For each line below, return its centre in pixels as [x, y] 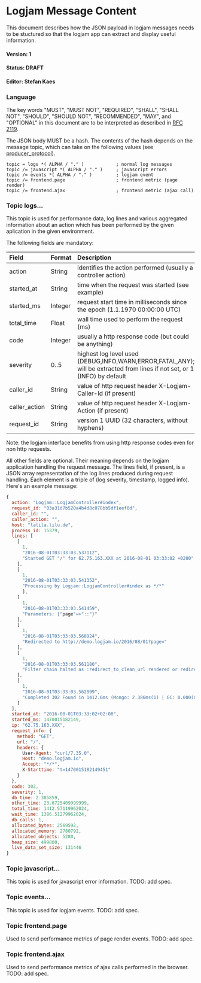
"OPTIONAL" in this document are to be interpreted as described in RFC [95, 123]
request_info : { [32, 731]
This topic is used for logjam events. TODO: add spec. [73, 910]
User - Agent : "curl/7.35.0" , [57, 753]
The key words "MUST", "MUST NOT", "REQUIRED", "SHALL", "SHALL [93, 110]
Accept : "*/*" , [41, 764]
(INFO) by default [102, 377]
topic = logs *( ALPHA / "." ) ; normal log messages [89, 165]
